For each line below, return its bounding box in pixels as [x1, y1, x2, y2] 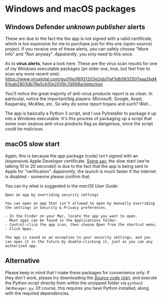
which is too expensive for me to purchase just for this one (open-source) [5, 41, 152, 47]
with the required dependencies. [5, 290, 70, 296]
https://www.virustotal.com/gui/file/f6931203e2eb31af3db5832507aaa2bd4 [5, 76, 157, 82]
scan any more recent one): [5, 71, 61, 76]
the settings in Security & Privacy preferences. [5, 205, 108, 210]
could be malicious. [5, 126, 44, 132]
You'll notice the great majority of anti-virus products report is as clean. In [5, 91, 153, 96]
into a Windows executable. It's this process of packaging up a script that [5, 116, 152, 121]
